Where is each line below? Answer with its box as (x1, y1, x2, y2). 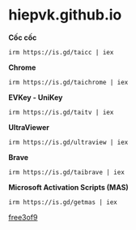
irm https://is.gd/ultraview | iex (8, 138, 129, 146)
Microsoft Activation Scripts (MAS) (8, 182, 130, 192)
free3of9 (8, 212, 38, 222)
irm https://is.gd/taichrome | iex (8, 78, 129, 86)
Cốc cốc (8, 33, 37, 42)
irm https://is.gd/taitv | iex (8, 108, 114, 116)
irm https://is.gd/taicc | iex (8, 48, 114, 56)
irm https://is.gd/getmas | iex (8, 197, 117, 206)
